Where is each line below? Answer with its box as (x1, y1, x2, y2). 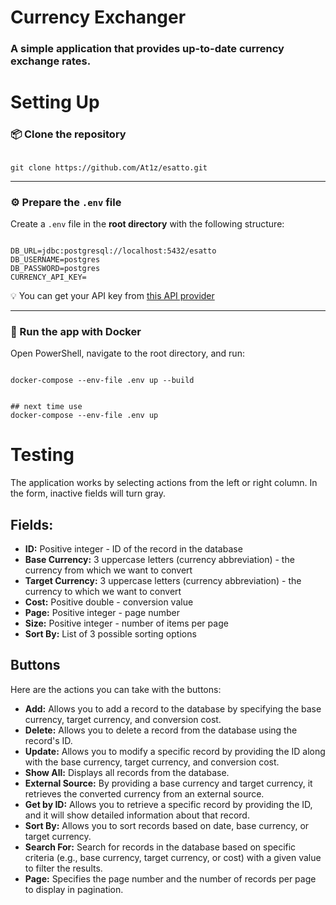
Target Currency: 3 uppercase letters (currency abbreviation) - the (24, 574, 302, 586)
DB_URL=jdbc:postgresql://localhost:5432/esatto (10, 246, 217, 256)
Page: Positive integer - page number (24, 606, 181, 618)
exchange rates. (10, 54, 92, 68)
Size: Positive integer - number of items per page (24, 617, 229, 629)
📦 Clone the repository (10, 127, 127, 141)
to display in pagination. (24, 883, 124, 895)
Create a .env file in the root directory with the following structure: (10, 217, 285, 230)
